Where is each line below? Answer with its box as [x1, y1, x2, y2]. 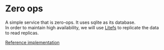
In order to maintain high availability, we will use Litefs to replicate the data [5, 24, 159, 30]
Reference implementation [5, 39, 60, 45]
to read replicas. [5, 30, 39, 36]
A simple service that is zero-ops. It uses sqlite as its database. [5, 19, 136, 25]
